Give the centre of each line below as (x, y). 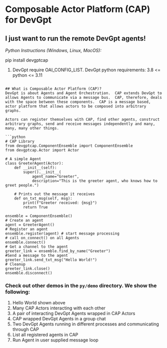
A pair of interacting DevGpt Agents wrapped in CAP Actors (74, 313)
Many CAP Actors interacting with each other (59, 308)
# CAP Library (20, 141)
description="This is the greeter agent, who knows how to (94, 181)
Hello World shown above (39, 303)
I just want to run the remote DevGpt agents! (75, 38)
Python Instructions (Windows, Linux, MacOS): (53, 50)
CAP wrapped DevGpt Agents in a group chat (59, 319)
